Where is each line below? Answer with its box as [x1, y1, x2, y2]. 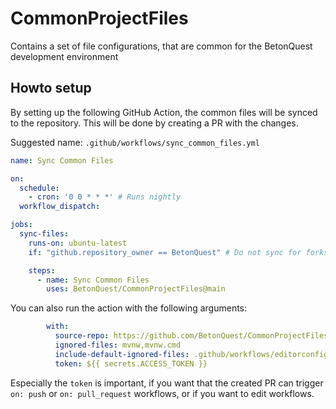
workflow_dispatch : [19, 202, 101, 212]
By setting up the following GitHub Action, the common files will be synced [10, 106, 318, 118]
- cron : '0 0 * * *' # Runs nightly [28, 192, 182, 202]
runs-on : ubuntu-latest [28, 238, 128, 248]
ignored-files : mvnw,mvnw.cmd [54, 340, 182, 350]
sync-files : [19, 229, 70, 239]
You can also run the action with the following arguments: [10, 302, 248, 314]
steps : [28, 265, 56, 276]
